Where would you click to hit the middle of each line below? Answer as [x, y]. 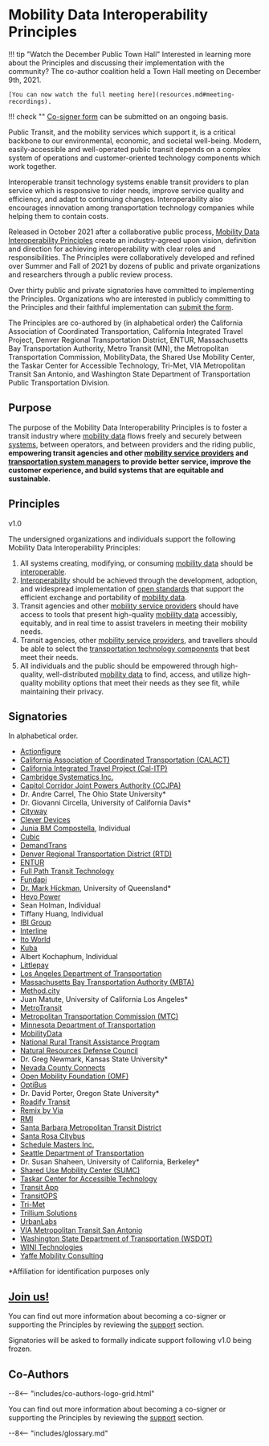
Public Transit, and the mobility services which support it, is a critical [122, 132]
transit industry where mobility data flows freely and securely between [125, 435]
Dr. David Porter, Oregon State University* [90, 1094]
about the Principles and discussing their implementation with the [116, 63]
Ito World [35, 940]
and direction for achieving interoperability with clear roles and [112, 249]
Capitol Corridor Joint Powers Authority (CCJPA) [100, 785]
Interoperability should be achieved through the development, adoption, [139, 580]
